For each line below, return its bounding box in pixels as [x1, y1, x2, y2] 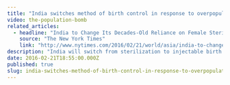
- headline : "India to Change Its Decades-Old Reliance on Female [13, 29, 207, 36]
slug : [7, 67, 23, 74]
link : [19, 42, 36, 49]
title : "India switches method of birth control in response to [7, 10, 194, 17]
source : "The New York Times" [19, 36, 106, 42]
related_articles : [7, 23, 60, 29]
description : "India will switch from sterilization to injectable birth [7, 49, 222, 56]
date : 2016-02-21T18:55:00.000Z [7, 55, 99, 62]
